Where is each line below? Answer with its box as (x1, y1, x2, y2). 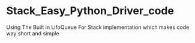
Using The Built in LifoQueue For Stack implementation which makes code (6, 24, 190, 31)
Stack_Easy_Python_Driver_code (6, 4, 174, 18)
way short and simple (6, 29, 59, 37)
